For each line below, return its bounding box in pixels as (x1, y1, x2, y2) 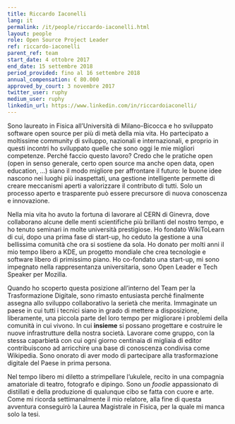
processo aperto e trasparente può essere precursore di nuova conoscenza (7, 188, 228, 198)
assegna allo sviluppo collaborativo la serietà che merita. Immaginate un (7, 298, 217, 307)
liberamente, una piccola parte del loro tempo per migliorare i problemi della (7, 313, 228, 322)
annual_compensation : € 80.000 (7, 75, 100, 83)
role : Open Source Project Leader (7, 37, 109, 44)
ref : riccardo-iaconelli (7, 43, 80, 50)
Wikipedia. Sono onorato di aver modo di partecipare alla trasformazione (7, 351, 219, 360)
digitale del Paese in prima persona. (7, 358, 112, 367)
